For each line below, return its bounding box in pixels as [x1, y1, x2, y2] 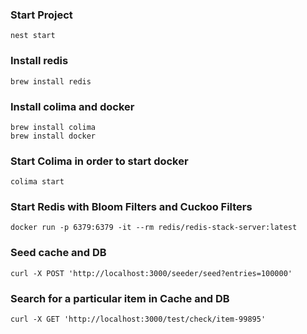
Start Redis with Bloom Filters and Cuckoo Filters [10, 200, 253, 214]
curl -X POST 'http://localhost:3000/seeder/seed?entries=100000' [10, 268, 293, 278]
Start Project [10, 8, 73, 22]
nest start [10, 31, 56, 41]
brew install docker [10, 131, 97, 141]
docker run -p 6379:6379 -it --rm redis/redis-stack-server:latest [10, 223, 298, 233]
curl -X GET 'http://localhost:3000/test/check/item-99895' [10, 314, 267, 325]
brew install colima [10, 122, 97, 132]
